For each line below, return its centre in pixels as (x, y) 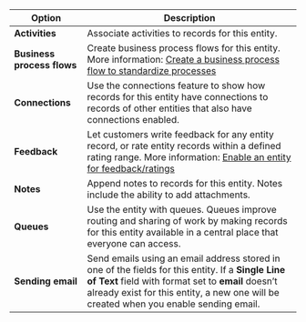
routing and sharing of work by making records (188, 221)
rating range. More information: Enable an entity (189, 157)
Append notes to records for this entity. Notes (185, 183)
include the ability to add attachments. (168, 195)
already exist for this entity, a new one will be (183, 292)
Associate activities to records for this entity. (182, 33)
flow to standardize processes (152, 70)
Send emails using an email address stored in (184, 258)
